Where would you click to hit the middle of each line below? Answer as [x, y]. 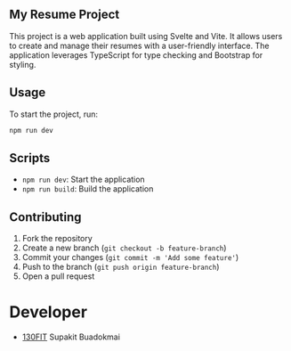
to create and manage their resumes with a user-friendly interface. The [139, 45]
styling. [23, 64]
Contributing [45, 217]
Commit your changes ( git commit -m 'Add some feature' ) [130, 257]
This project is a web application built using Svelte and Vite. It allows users [146, 36]
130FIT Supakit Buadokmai [71, 337]
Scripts [30, 158]
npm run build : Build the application [88, 189]
